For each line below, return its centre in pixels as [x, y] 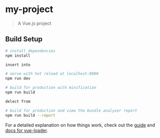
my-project [29, 9]
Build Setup [24, 39]
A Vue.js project [35, 23]
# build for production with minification [51, 88]
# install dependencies [30, 51]
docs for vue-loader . [27, 130]
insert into [18, 65]
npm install [18, 56]
